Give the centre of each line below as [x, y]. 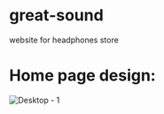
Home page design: [83, 76]
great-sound [56, 15]
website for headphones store [64, 40]
